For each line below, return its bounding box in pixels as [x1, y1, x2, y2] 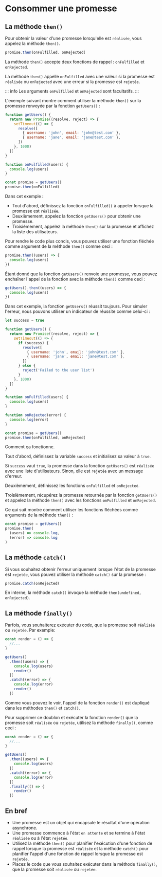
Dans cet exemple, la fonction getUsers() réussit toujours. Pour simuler [5, 304, 147, 309]
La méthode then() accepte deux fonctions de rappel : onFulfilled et [5, 59, 144, 65]
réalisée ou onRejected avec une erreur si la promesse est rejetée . [5, 79, 140, 85]
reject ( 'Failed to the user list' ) [22, 368, 95, 373]
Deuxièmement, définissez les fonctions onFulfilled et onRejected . [5, 482, 140, 489]
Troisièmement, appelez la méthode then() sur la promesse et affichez [12, 223, 154, 229]
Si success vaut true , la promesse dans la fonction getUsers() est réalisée [5, 463, 155, 469]
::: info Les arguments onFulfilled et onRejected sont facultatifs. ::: [5, 88, 139, 94]
